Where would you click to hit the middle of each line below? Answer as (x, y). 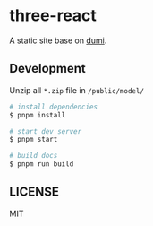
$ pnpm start (34, 140)
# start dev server (46, 131)
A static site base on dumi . (58, 40)
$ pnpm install (38, 115)
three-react (53, 16)
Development (48, 69)
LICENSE (34, 192)
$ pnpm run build (42, 164)
